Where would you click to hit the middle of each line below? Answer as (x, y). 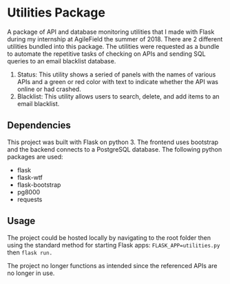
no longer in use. (31, 273)
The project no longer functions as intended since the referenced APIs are (112, 265)
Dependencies (39, 125)
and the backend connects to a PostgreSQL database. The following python (115, 149)
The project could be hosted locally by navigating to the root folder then (109, 237)
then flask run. (30, 252)
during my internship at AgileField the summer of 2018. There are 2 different (115, 39)
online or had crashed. (49, 89)
